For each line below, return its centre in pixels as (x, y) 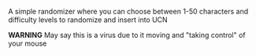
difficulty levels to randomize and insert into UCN (88, 20)
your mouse (28, 43)
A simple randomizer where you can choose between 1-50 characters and (128, 11)
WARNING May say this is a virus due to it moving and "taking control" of (127, 35)
